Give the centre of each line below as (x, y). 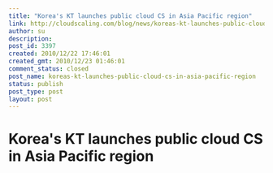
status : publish (36, 84)
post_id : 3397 (32, 46)
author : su (27, 31)
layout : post (30, 99)
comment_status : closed (49, 69)
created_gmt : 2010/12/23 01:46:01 (67, 62)
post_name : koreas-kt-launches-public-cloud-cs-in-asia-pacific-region (132, 76)
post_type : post (36, 91)
